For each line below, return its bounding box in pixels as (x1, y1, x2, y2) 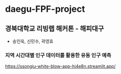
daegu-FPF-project (5, 3, 85, 15)
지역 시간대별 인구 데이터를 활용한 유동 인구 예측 (5, 52, 112, 59)
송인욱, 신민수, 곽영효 (12, 38, 53, 44)
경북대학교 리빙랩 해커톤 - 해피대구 (5, 24, 104, 33)
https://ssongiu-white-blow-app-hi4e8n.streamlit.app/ (5, 63, 116, 70)
